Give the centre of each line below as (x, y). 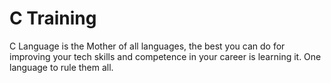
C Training (53, 18)
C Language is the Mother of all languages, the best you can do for (147, 46)
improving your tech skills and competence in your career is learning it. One (165, 56)
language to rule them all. (61, 67)
